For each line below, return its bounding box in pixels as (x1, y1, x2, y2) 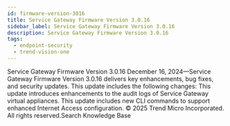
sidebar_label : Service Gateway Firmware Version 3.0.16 (7, 23, 175, 30)
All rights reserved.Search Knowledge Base (7, 111, 132, 119)
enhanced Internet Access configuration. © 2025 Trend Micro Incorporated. (7, 104, 224, 112)
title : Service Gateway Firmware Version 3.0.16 (7, 17, 150, 23)
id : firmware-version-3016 (7, 10, 85, 17)
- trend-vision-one (13, 49, 70, 56)
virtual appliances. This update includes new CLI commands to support (7, 96, 210, 105)
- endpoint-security (13, 42, 73, 49)
